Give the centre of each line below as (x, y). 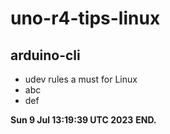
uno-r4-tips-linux (85, 18)
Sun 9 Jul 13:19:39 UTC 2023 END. (83, 120)
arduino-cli (45, 55)
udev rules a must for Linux (81, 79)
